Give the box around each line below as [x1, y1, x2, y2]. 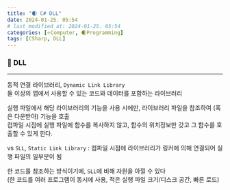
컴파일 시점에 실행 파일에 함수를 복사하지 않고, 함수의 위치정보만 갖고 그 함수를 [7, 121, 216, 129]
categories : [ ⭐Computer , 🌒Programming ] [7, 29, 124, 36]
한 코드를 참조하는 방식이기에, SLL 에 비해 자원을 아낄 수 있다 [7, 167, 166, 175]
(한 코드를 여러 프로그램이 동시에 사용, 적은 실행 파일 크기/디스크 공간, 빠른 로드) [7, 176, 220, 184]
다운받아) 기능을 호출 [14, 112, 70, 120]
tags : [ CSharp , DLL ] [7, 36, 66, 42]
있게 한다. [27, 129, 53, 137]
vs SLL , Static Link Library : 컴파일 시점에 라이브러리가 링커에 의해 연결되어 [7, 144, 216, 152]
